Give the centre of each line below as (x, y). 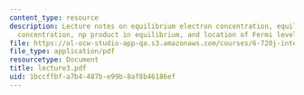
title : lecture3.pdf (48, 69)
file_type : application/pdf (62, 52)
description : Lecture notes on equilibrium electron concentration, (141, 26)
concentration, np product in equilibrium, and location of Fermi (145, 34)
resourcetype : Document (54, 60)
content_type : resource (54, 18)
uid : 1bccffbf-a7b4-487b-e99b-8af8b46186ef (93, 77)
